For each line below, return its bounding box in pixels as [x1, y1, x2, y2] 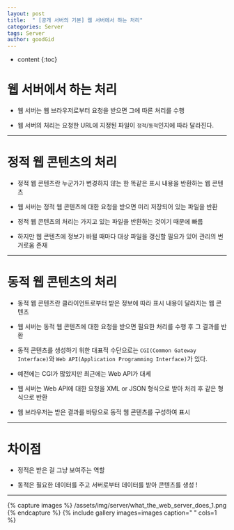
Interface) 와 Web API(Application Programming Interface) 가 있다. [17, 354, 208, 363]
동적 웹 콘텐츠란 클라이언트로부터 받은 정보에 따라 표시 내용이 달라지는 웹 [17, 298, 214, 307]
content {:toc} [17, 55, 58, 63]
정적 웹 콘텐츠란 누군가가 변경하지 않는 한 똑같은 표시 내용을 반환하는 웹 [17, 179, 211, 187]
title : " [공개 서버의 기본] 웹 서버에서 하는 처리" [7, 17, 143, 24]
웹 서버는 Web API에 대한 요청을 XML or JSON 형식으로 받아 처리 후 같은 [17, 384, 217, 393]
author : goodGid [7, 36, 54, 43]
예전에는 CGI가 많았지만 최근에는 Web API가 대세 [17, 369, 152, 377]
